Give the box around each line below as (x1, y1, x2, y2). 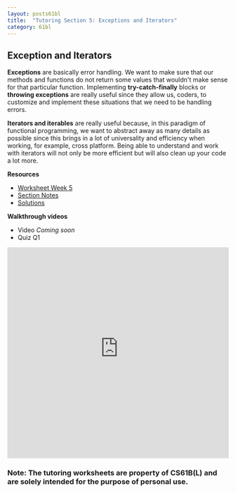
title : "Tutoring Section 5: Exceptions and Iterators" (7, 17, 178, 24)
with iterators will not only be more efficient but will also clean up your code (7, 149, 227, 158)
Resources (7, 170, 40, 179)
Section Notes (17, 191, 59, 200)
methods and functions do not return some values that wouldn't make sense (7, 75, 228, 84)
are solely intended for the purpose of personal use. (7, 477, 188, 487)
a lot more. (7, 156, 39, 165)
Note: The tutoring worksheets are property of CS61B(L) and (7, 468, 218, 478)
